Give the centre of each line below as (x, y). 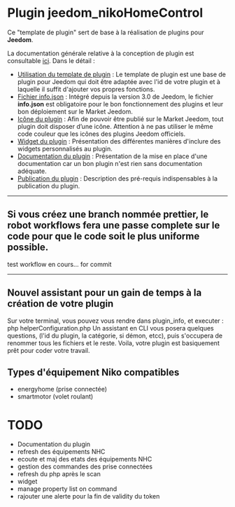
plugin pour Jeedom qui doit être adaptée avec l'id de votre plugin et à (119, 81)
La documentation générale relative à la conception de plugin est (101, 53)
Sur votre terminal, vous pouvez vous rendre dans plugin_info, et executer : (115, 321)
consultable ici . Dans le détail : (51, 60)
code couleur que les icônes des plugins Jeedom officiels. (101, 134)
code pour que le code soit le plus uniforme (104, 236)
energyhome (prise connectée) (62, 389)
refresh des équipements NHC (61, 452)
